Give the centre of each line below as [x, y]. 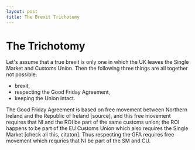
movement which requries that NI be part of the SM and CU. [78, 141]
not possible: [22, 74]
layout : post [22, 11]
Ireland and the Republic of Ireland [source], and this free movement [88, 116]
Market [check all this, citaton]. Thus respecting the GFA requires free [90, 135]
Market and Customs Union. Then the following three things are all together [97, 69]
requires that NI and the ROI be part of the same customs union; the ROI [93, 122]
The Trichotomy [46, 46]
